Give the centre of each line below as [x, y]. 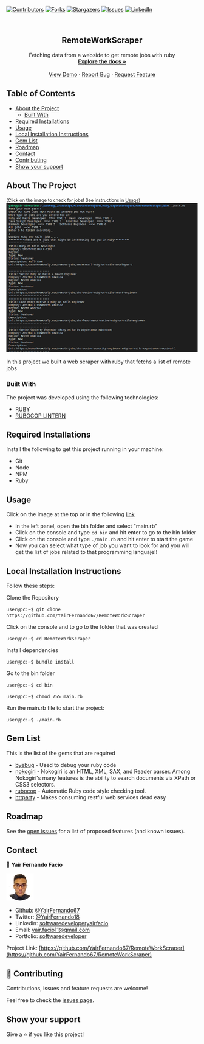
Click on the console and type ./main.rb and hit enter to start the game [104, 539]
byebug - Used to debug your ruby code [66, 765]
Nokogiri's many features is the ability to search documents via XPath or [105, 778]
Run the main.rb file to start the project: [56, 708]
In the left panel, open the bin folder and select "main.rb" [86, 526]
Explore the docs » [102, 61]
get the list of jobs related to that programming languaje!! [86, 552]
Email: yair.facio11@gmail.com [52, 930]
